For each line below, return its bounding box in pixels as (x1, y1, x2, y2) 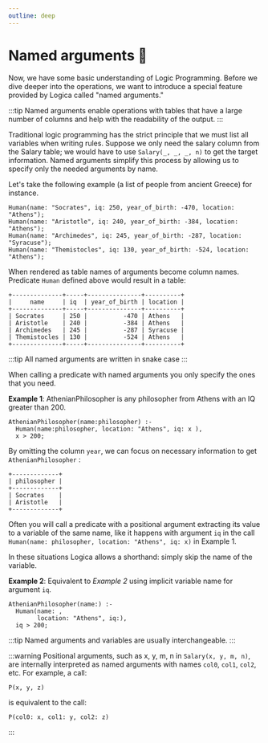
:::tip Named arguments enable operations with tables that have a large (8, 105, 243, 115)
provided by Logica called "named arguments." (8, 90, 164, 100)
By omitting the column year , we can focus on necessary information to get (8, 446, 258, 455)
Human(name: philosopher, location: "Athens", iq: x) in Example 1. (8, 536, 237, 546)
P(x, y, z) (8, 684, 45, 692)
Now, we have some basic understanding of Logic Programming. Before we (8, 73, 258, 83)
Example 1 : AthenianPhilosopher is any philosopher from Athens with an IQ (8, 394, 255, 403)
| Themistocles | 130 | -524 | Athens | (8, 333, 185, 341)
